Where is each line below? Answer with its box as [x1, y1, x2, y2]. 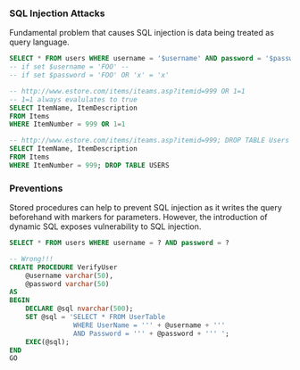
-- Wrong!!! [9, 254, 54, 263]
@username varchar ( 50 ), [25, 271, 114, 280]
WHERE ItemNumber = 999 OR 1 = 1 [9, 119, 126, 129]
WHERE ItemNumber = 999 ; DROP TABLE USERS [9, 160, 170, 169]
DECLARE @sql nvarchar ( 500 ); [25, 304, 134, 314]
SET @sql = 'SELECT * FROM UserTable [25, 313, 166, 322]
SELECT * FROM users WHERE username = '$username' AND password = [9, 54, 262, 63]
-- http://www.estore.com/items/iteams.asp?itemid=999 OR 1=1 [9, 86, 246, 95]
